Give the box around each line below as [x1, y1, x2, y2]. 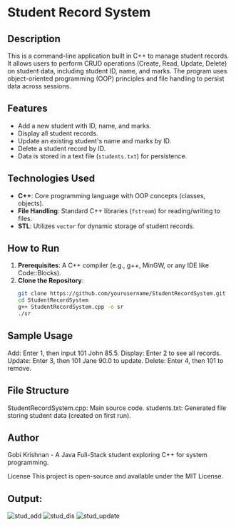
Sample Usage [7, 329, 73, 342]
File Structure [7, 384, 69, 396]
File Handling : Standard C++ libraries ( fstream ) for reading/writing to [17, 206, 221, 215]
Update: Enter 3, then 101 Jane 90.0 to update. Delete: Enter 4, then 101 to [7, 356, 224, 364]
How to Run [7, 242, 60, 255]
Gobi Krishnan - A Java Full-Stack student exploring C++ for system [7, 451, 208, 459]
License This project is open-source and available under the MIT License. [7, 472, 223, 481]
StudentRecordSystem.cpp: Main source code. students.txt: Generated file [7, 404, 227, 412]
